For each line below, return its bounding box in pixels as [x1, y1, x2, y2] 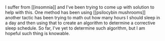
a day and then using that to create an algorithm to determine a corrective [5, 20, 156, 26]
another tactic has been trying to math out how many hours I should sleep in [5, 15, 161, 20]
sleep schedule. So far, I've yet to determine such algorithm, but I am [5, 25, 146, 31]
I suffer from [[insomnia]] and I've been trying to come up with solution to [5, 4, 155, 10]
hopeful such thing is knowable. [5, 31, 70, 36]
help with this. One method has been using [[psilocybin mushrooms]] [5, 9, 146, 15]
